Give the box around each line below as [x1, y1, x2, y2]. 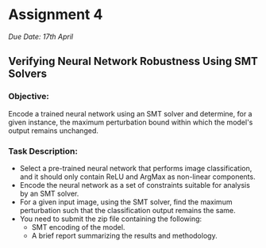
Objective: [8, 91, 49, 102]
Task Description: [8, 145, 78, 156]
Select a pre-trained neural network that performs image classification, [19, 163, 253, 173]
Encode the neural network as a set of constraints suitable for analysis [19, 180, 250, 189]
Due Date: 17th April [8, 32, 74, 41]
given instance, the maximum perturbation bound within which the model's [8, 117, 253, 127]
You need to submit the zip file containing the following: [19, 214, 202, 223]
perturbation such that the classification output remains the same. [19, 205, 236, 215]
